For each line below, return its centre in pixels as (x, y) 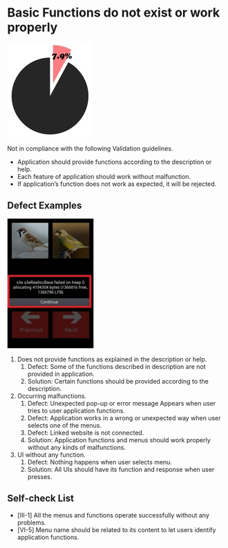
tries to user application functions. (76, 410)
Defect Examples (45, 206)
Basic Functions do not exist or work (114, 13)
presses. (40, 476)
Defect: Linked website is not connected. (86, 433)
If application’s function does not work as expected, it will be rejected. (117, 184)
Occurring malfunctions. (52, 396)
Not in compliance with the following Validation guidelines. (90, 148)
